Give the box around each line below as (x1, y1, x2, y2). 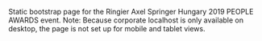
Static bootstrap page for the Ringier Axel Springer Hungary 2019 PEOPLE (8, 7, 254, 16)
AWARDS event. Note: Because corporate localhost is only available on (8, 15, 244, 25)
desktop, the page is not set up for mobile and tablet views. (8, 24, 206, 33)
